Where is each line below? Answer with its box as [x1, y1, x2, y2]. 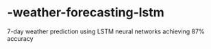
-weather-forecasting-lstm [7, 5, 164, 20]
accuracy [7, 34, 34, 42]
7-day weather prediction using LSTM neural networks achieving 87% [7, 27, 205, 35]
